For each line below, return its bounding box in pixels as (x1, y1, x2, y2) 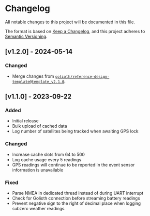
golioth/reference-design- (55, 74, 110, 79)
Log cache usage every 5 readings (12, 156, 81, 163)
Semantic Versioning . (5, 33, 47, 39)
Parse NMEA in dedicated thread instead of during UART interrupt (12, 190, 144, 196)
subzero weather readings (12, 205, 64, 211)
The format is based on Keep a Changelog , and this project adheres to (5, 28, 145, 34)
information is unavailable (12, 167, 64, 173)
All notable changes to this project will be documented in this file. (5, 19, 135, 25)
